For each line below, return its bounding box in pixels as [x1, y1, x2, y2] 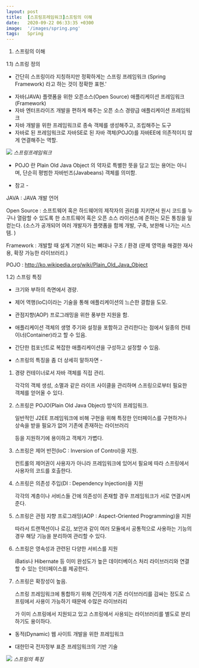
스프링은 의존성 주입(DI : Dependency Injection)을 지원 [14, 480, 144, 487]
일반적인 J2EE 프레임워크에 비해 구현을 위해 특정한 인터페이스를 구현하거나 [14, 414, 187, 422]
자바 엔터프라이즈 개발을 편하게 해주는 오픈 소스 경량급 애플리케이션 [14, 107, 170, 114]
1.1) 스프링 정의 [6, 61, 40, 68]
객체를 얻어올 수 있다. [14, 390, 64, 397]
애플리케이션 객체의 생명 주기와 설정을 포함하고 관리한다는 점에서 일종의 [14, 324, 179, 331]
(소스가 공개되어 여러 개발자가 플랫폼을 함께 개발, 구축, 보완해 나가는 [23, 222, 180, 229]
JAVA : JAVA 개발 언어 [6, 194, 59, 202]
